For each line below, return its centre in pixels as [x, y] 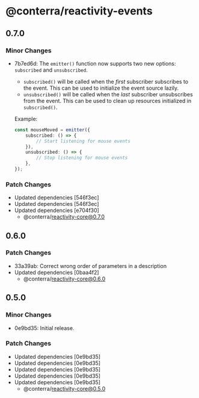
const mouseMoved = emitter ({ [52, 130]
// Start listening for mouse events [83, 141]
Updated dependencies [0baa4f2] [57, 272]
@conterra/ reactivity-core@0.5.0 [64, 388]
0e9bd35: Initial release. [44, 328]
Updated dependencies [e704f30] [57, 210]
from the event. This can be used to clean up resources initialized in [107, 101]
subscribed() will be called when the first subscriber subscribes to [106, 81]
